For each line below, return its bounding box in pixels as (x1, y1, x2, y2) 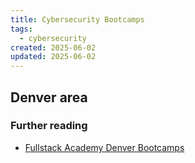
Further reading (10, 119, 88, 133)
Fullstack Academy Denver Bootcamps (24, 141, 185, 153)
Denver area (10, 89, 88, 106)
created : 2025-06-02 (10, 42, 97, 53)
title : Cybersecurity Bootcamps (10, 14, 145, 25)
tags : (10, 24, 33, 34)
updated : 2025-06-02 (10, 52, 97, 62)
